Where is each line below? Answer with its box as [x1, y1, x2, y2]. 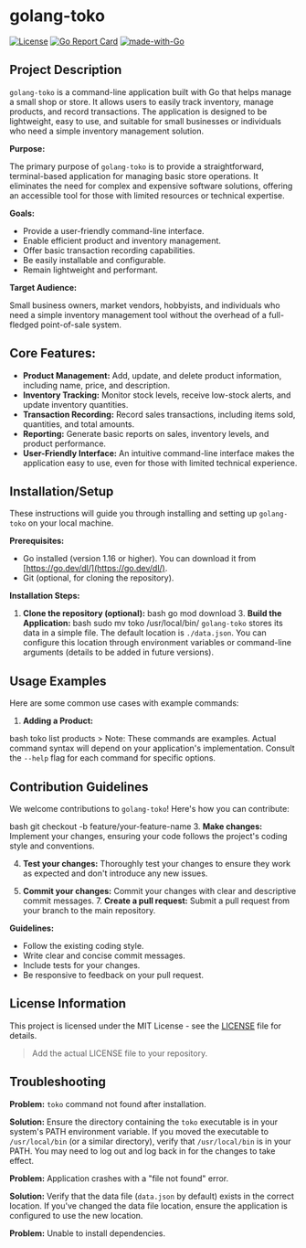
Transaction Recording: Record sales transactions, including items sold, [22, 409, 296, 420]
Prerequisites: [9, 536, 65, 547]
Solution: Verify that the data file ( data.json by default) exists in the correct [9, 1190, 295, 1201]
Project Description [9, 62, 122, 78]
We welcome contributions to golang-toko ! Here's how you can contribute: [9, 804, 290, 814]
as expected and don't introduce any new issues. [22, 868, 208, 879]
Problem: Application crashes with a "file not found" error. [9, 1172, 229, 1184]
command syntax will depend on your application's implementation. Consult [9, 742, 295, 754]
